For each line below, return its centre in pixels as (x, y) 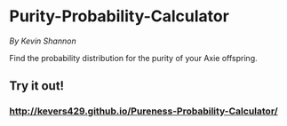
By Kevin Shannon (43, 41)
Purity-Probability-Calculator (119, 16)
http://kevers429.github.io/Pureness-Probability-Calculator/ (143, 111)
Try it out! (37, 86)
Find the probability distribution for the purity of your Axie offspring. (133, 58)
